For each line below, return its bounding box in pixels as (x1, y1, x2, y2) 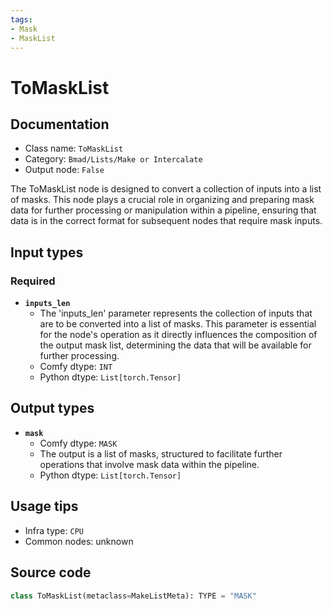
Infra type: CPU (24, 524, 84, 536)
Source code (10, 564, 92, 581)
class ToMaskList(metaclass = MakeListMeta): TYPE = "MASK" (10, 591, 257, 601)
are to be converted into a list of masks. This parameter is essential (39, 318, 317, 330)
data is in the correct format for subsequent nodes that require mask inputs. (10, 215, 323, 227)
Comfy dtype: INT (39, 361, 113, 373)
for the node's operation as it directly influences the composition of (39, 329, 318, 341)
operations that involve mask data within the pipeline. (39, 458, 260, 470)
